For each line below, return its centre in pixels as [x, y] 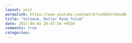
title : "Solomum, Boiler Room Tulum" [45, 19]
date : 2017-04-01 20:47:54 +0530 [40, 23]
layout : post [19, 10]
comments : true [21, 28]
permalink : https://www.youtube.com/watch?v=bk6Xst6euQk [66, 14]
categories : [18, 33]
